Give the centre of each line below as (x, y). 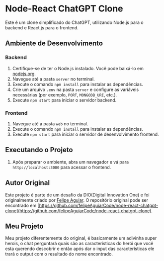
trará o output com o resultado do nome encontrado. (59, 254)
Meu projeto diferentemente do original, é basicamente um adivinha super (81, 238)
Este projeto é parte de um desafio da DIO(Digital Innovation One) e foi (78, 195)
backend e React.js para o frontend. (42, 27)
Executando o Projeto (39, 150)
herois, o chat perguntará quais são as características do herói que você (79, 244)
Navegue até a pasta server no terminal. (54, 79)
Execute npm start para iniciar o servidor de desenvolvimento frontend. (85, 134)
